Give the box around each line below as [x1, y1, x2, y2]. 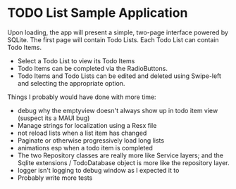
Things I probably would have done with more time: [7, 93, 156, 101]
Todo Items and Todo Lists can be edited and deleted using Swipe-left [17, 72, 222, 80]
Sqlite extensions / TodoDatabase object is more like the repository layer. [17, 158, 230, 167]
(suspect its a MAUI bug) [17, 114, 90, 122]
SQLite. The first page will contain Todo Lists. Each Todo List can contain [7, 35, 220, 44]
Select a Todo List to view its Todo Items [17, 56, 135, 65]
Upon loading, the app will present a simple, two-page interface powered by [7, 28, 229, 37]
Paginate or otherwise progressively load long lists [17, 136, 164, 145]
